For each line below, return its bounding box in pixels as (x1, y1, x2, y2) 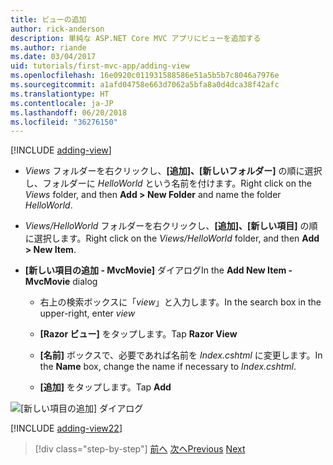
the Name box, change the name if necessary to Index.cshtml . (39, 361, 297, 373)
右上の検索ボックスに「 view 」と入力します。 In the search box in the (39, 296, 322, 308)
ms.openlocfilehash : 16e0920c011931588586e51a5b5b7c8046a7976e (10, 71, 280, 81)
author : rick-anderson (10, 24, 105, 34)
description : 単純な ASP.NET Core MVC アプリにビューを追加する (10, 33, 262, 43)
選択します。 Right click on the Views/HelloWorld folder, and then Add (33, 232, 320, 245)
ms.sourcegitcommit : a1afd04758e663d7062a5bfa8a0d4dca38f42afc (10, 80, 280, 90)
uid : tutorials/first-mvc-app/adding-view (10, 61, 190, 71)
